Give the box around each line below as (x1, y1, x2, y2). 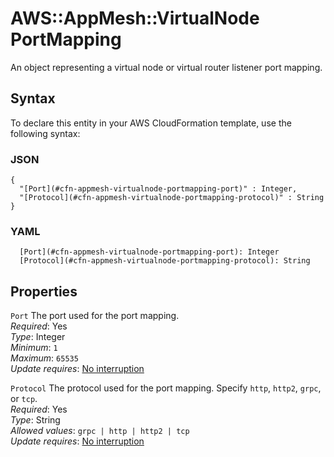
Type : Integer (10, 331, 66, 343)
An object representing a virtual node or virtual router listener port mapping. (10, 61, 323, 73)
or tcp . (10, 393, 38, 405)
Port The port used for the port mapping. (10, 310, 180, 322)
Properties (10, 283, 78, 300)
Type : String (10, 414, 61, 426)
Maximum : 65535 (10, 352, 79, 364)
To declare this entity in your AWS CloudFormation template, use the (10, 117, 292, 129)
